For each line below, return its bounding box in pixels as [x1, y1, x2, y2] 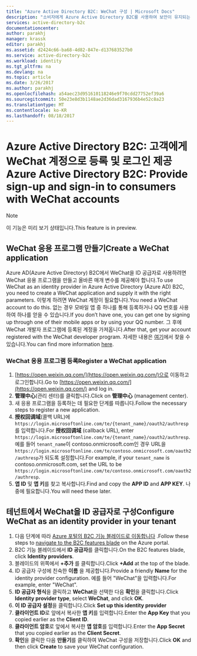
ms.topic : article [6, 74, 51, 80]
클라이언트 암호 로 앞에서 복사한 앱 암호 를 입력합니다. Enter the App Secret [14, 623, 185, 630]
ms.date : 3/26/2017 [6, 80, 54, 86]
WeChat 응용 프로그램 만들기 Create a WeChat [6, 243, 169, 253]
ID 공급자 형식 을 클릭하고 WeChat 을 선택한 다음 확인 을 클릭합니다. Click [14, 588, 179, 595]
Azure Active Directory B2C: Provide [6, 167, 188, 181]
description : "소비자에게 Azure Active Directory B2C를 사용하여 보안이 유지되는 [6, 14, 191, 20]
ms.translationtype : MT [6, 101, 65, 108]
